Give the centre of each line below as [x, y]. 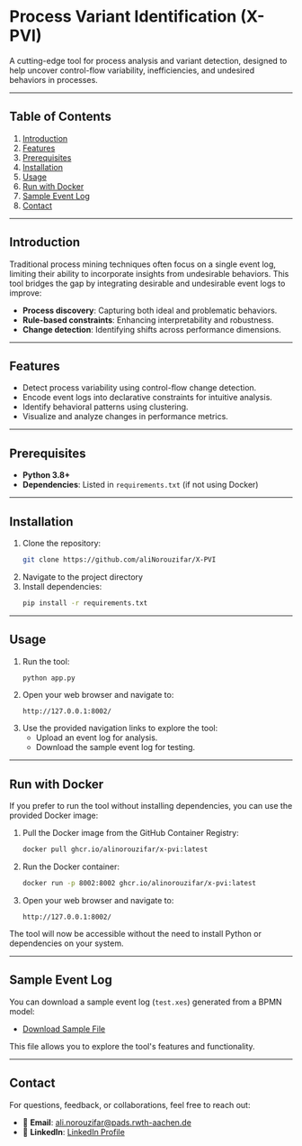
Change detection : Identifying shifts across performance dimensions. [151, 329]
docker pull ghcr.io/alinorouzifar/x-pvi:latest [115, 849]
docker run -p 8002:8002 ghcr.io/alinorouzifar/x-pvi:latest [139, 884]
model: [22, 1011]
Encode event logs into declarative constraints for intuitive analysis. [147, 398]
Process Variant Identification [123, 17]
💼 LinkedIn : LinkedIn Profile [74, 1132]
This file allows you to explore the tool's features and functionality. [132, 1046]
